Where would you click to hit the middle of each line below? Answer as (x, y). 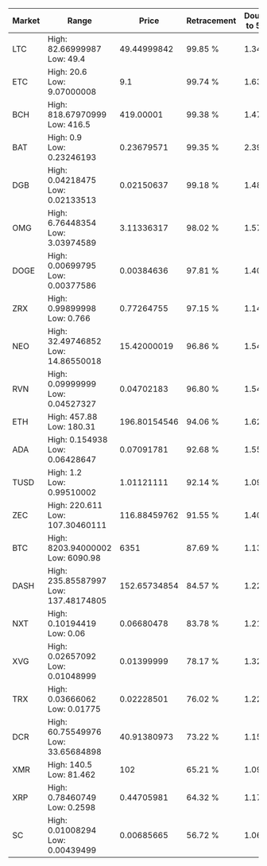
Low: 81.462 (72, 775)
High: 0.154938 (77, 439)
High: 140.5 (70, 765)
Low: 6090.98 (74, 558)
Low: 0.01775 (74, 709)
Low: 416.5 (69, 124)
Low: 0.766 (69, 318)
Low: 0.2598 (72, 808)
